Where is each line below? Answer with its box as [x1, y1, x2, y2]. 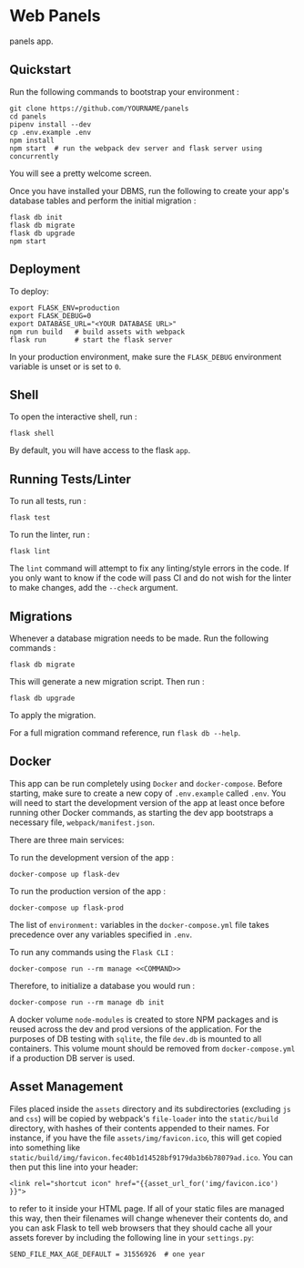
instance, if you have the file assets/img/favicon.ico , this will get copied [9, 1132, 282, 1143]
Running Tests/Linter [9, 471, 132, 487]
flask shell [9, 429, 55, 438]
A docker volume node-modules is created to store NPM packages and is [9, 1014, 279, 1025]
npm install [9, 136, 55, 145]
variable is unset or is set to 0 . [9, 361, 122, 372]
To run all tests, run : [9, 496, 86, 507]
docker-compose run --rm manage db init [9, 997, 166, 1007]
